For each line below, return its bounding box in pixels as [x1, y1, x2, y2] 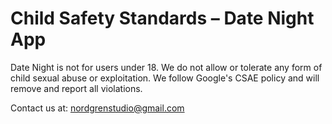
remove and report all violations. [10, 82, 143, 94]
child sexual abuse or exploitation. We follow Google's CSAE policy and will [10, 72, 320, 84]
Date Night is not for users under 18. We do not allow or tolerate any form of [10, 61, 323, 73]
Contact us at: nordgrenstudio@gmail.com [10, 102, 185, 114]
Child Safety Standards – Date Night [10, 7, 315, 30]
